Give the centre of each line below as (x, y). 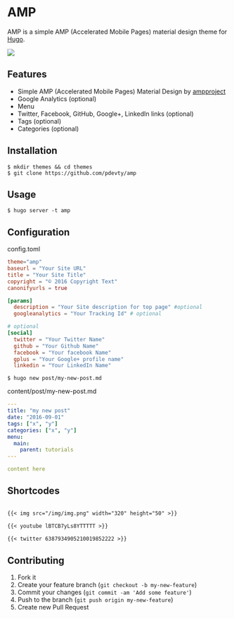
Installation (32, 151)
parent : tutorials (47, 450)
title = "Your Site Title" (47, 275)
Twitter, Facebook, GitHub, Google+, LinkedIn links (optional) (106, 114)
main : (22, 443)
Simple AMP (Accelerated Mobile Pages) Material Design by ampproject (122, 91)
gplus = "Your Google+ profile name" (69, 359)
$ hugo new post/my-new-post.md (54, 379)
